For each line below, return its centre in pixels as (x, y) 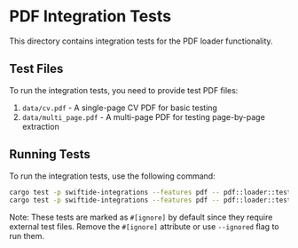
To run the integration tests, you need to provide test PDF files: (124, 90)
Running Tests (50, 154)
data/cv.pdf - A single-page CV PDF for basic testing (119, 108)
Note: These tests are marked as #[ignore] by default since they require (141, 217)
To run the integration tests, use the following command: (112, 176)
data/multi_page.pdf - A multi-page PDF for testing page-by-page (144, 116)
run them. (27, 236)
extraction (40, 126)
